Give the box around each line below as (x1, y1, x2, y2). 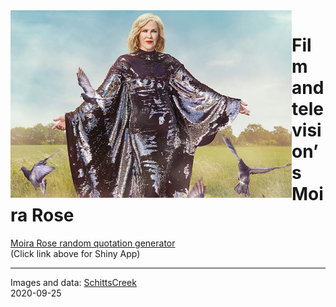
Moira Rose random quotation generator (10, 237, 176, 249)
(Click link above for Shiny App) (10, 247, 141, 259)
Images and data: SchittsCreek (10, 276, 137, 288)
